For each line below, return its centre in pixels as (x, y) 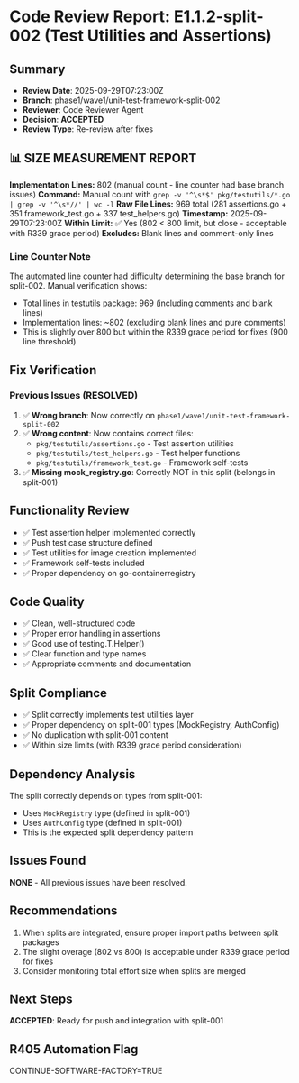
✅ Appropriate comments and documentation (107, 664)
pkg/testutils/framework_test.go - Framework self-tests (142, 463)
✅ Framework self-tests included (84, 563)
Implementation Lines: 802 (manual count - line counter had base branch (147, 184)
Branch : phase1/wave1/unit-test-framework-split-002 (121, 100)
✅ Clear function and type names (84, 654)
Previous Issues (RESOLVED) (73, 396)
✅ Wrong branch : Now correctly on (89, 415)
